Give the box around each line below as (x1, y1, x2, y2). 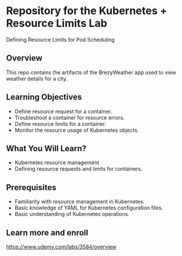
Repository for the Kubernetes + (6, 4, 167, 18)
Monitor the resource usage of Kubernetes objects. (14, 127, 139, 134)
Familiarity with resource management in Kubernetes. (14, 198, 145, 205)
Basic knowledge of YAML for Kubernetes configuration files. (14, 204, 163, 211)
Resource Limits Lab (6, 16, 108, 30)
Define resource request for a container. (14, 108, 112, 115)
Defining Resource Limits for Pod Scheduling (6, 36, 115, 43)
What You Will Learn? (6, 143, 87, 154)
